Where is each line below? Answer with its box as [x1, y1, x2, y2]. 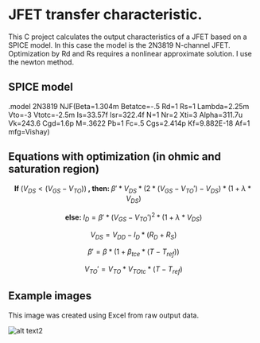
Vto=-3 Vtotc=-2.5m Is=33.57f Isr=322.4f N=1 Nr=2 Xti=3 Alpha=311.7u [8, 110, 243, 119]
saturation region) [8, 162, 99, 176]
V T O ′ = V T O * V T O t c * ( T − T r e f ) [84, 264, 183, 275]
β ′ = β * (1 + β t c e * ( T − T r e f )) [87, 247, 180, 259]
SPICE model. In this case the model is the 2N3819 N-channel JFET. [8, 40, 231, 49]
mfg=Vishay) [8, 127, 50, 136]
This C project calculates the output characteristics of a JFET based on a [8, 32, 248, 41]
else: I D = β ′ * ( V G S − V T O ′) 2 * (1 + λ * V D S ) [64, 211, 203, 224]
